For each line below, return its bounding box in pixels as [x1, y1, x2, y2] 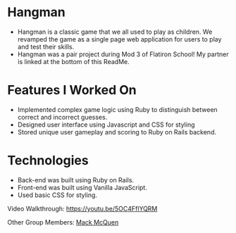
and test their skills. [17, 42, 75, 51]
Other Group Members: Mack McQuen [7, 218, 119, 226]
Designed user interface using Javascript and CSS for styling [17, 120, 195, 129]
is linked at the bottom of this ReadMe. [17, 57, 130, 65]
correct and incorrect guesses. [17, 113, 108, 121]
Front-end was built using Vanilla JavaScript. [17, 183, 148, 191]
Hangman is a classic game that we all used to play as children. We [17, 27, 213, 36]
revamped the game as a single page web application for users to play [17, 34, 222, 43]
